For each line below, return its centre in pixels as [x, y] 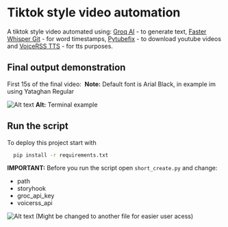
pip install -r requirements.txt [61, 155]
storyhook [31, 189]
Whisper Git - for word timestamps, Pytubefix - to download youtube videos [114, 38]
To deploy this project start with [52, 142]
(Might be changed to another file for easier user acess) [114, 216]
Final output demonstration [66, 67]
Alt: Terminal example [66, 105]
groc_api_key [36, 196]
